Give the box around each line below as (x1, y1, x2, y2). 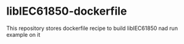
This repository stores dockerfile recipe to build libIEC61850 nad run (6, 24, 178, 32)
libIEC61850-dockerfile (6, 4, 127, 18)
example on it (6, 31, 41, 38)
